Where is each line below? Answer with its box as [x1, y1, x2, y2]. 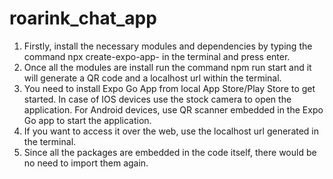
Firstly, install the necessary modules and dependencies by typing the [23, 40, 313, 52]
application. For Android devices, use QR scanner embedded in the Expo [23, 103, 324, 116]
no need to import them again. [23, 157, 149, 169]
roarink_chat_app [9, 7, 157, 30]
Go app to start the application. [23, 114, 152, 126]
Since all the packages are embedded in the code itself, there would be [23, 146, 317, 158]
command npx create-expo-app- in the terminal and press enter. [23, 50, 291, 62]
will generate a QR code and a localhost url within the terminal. [23, 72, 282, 84]
